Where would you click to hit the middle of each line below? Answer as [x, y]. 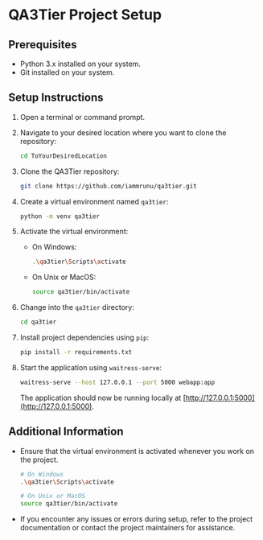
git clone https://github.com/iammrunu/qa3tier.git [108, 186]
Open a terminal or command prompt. [82, 117]
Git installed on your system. [67, 72]
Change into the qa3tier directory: [77, 307]
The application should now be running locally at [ [103, 398]
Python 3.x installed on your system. [80, 64]
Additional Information [66, 432]
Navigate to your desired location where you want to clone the [123, 132]
